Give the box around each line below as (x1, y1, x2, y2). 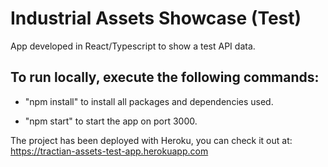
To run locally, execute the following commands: (10, 69, 320, 86)
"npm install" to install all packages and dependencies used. (24, 95, 274, 107)
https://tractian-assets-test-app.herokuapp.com (10, 145, 209, 157)
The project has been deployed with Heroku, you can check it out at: (10, 134, 293, 146)
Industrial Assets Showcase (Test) (10, 7, 302, 30)
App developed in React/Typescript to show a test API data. (10, 40, 256, 52)
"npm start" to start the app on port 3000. (24, 115, 198, 127)
